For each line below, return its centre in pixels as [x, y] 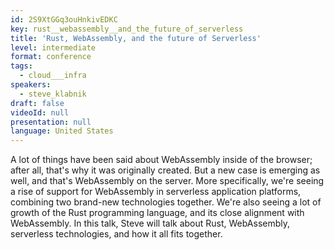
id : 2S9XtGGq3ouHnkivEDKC [64, 19]
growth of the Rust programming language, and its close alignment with [157, 213]
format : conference [51, 57]
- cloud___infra [53, 76]
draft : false [37, 103]
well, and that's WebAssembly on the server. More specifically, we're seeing [167, 181]
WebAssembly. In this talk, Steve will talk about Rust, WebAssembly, [150, 223]
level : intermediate [53, 47]
